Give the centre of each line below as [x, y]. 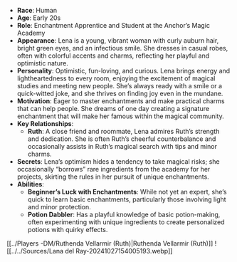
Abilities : [30, 184]
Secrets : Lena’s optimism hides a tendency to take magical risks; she [118, 162]
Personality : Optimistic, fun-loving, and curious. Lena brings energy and [123, 71]
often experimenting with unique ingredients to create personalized [126, 222]
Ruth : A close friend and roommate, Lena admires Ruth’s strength [123, 131]
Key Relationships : [45, 124]
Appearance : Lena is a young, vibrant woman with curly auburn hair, [118, 41]
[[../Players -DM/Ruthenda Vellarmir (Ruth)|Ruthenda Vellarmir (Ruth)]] [110, 243]
